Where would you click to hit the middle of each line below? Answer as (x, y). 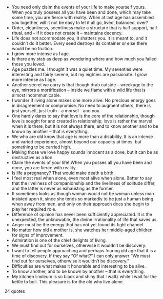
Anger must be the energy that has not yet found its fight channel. (78, 225)
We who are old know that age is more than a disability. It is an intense (82, 137)
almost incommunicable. (36, 95)
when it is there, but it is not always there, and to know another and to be (85, 126)
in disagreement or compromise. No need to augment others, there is (81, 105)
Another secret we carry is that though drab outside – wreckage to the (82, 85)
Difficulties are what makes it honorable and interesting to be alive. (79, 266)
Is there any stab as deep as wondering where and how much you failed (84, 59)
